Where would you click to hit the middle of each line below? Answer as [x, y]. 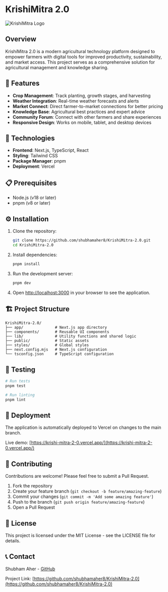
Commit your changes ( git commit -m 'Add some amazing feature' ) [83, 497]
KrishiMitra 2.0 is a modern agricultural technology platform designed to [80, 51]
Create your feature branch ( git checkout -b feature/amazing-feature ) [87, 491]
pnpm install [26, 264]
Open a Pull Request [34, 507]
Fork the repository [33, 486]
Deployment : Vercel [34, 166]
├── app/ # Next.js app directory [56, 328]
